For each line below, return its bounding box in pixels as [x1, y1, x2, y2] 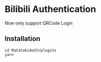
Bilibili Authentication [4, 3, 96, 15]
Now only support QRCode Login [4, 20, 73, 26]
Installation [4, 34, 40, 43]
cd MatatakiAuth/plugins [4, 47, 56, 53]
